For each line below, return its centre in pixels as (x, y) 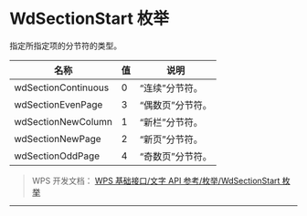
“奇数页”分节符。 (175, 156)
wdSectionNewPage (58, 139)
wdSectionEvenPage (58, 104)
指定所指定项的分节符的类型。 (65, 46)
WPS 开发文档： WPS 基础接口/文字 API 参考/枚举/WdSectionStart (156, 180)
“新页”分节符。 (171, 139)
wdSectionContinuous (62, 87)
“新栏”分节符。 (171, 122)
